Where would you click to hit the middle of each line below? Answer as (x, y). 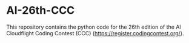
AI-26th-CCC (41, 10)
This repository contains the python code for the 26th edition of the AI (94, 27)
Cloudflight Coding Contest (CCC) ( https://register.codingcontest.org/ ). (95, 33)
